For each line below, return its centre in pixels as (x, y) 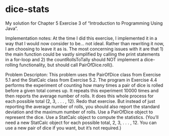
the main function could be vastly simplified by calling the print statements (82, 54)
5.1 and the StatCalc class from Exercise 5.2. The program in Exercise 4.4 (81, 80)
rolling (12, 65)
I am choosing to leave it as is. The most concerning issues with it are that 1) (84, 49)
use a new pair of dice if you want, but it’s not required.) (63, 128)
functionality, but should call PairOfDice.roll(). (67, 65)
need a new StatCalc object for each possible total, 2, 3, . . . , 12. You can (81, 122)
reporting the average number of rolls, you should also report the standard (82, 106)
